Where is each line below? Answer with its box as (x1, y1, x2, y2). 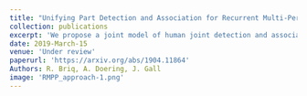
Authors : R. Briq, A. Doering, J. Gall (9, 65, 162, 74)
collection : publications (9, 22, 108, 31)
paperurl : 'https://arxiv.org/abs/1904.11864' (9, 56, 190, 65)
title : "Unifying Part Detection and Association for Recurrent (9, 13, 259, 23)
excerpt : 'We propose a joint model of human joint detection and (9, 30, 268, 39)
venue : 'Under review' (9, 48, 96, 57)
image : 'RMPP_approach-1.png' (9, 73, 125, 82)
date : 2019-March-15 (9, 38, 89, 48)
